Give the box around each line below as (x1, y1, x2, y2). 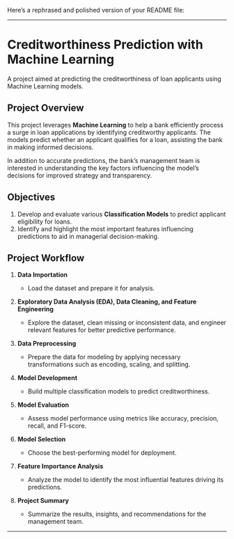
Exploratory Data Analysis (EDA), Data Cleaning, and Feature (17, 297, 197, 306)
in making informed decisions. (7, 143, 94, 151)
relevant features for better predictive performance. (27, 326, 176, 334)
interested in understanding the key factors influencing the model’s (7, 164, 200, 172)
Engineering (17, 305, 54, 313)
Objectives (7, 192, 56, 203)
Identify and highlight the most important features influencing (17, 224, 194, 233)
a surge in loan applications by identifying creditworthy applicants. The (7, 128, 211, 136)
